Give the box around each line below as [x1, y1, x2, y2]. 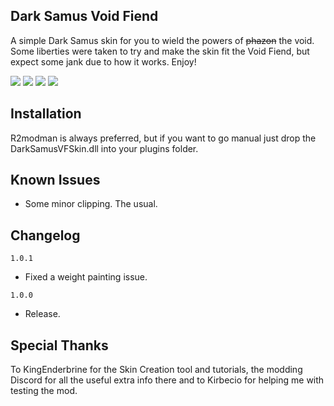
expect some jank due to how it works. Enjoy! [10, 55, 197, 68]
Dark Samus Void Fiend [10, 8, 159, 25]
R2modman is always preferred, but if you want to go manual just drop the [10, 132, 317, 144]
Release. [24, 308, 61, 320]
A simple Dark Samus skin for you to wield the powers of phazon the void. [10, 34, 315, 46]
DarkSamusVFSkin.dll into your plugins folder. [10, 142, 199, 154]
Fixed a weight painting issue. [24, 271, 148, 283]
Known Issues [10, 172, 101, 189]
